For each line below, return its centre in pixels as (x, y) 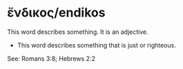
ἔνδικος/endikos (56, 13)
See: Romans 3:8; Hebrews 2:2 (51, 58)
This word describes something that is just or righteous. (96, 45)
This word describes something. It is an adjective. (78, 32)
